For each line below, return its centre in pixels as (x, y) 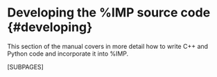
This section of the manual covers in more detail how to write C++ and (108, 46)
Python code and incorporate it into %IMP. (68, 54)
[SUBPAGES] (25, 67)
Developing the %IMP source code (109, 13)
